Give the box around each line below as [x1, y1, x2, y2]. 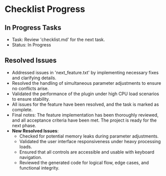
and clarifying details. [11, 75, 57, 81]
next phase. [11, 122, 36, 128]
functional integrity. [19, 165, 59, 171]
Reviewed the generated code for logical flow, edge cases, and [19, 160, 149, 166]
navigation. [19, 154, 42, 160]
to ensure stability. [11, 96, 50, 102]
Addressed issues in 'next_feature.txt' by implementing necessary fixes [11, 69, 159, 75]
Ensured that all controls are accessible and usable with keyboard [19, 149, 155, 155]
